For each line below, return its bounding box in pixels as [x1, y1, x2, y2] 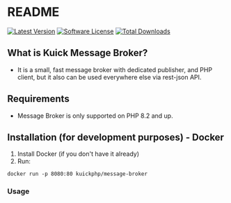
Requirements [7, 93, 70, 105]
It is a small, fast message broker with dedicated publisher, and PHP [17, 65, 213, 73]
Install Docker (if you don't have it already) [17, 150, 140, 158]
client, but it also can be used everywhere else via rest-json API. [17, 73, 202, 81]
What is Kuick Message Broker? [7, 47, 148, 59]
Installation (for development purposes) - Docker [7, 131, 225, 143]
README [7, 4, 60, 20]
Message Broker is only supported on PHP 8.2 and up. [17, 112, 173, 120]
